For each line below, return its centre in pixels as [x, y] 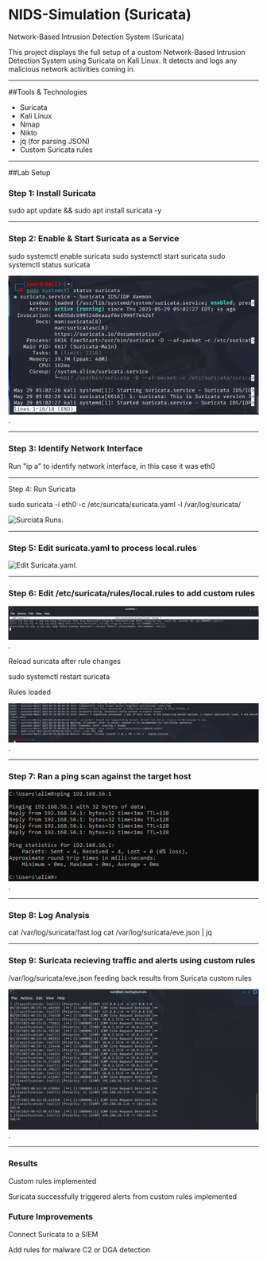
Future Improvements [51, 1217]
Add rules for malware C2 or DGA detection [79, 1249]
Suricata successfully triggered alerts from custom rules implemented [122, 1197]
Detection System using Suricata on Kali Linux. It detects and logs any [123, 61]
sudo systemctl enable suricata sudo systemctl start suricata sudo [117, 256]
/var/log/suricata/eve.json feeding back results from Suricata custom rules [130, 978]
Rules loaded [30, 692]
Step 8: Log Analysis [49, 915]
